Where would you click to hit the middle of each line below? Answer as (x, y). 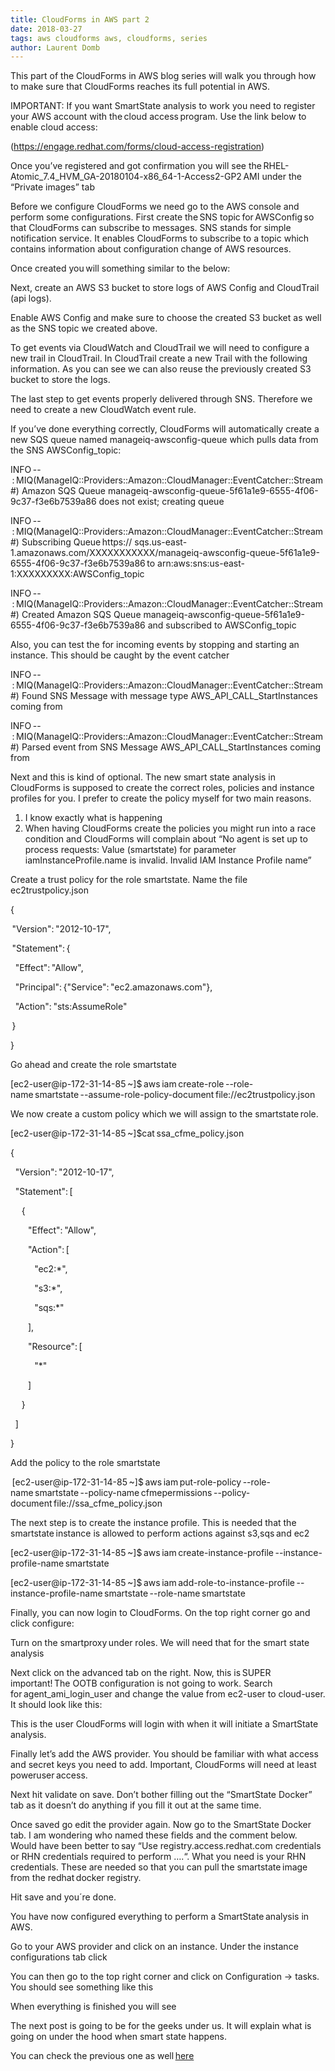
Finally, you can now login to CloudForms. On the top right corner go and (160, 1613)
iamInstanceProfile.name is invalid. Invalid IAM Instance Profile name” (168, 860)
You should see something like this (82, 1987)
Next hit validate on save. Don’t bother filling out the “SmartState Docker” (161, 1795)
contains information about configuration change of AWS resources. (151, 249)
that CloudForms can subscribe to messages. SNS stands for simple (151, 228)
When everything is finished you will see (93, 2007)
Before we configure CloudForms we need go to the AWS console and (155, 207)
